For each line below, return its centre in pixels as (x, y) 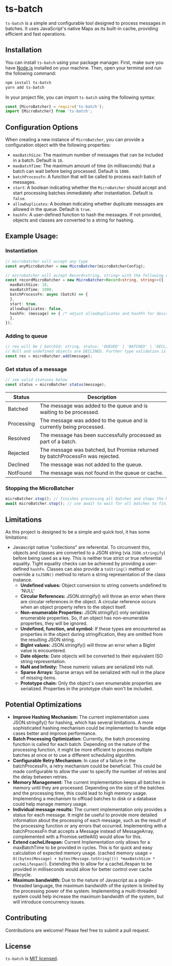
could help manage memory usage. (50, 804)
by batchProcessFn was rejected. (80, 456)
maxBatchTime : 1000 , (32, 290)
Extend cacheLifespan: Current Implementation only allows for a (81, 842)
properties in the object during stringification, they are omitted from (91, 634)
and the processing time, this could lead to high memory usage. (80, 793)
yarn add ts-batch (25, 87)
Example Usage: (32, 236)
